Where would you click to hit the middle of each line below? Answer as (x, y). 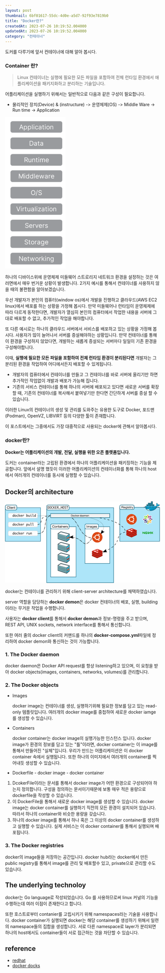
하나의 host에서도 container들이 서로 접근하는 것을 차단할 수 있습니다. (72, 933)
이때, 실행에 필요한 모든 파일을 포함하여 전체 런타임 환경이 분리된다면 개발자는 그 (81, 358)
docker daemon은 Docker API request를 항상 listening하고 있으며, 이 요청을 (79, 665)
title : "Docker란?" (25, 21)
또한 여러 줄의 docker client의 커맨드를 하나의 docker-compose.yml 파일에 (78, 635)
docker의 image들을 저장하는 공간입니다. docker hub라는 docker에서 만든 (77, 857)
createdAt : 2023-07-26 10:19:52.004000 (46, 26)
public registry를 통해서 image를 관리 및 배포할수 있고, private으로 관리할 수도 (81, 863)
